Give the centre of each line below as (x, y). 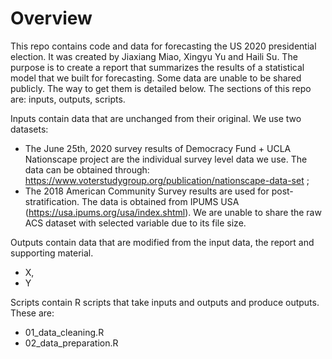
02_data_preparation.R (71, 343)
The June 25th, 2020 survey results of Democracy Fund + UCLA (158, 148)
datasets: (29, 129)
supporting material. (52, 253)
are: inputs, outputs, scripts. (68, 99)
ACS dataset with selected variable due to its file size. (135, 223)
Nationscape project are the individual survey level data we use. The (166, 159)
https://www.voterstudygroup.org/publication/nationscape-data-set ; (167, 180)
